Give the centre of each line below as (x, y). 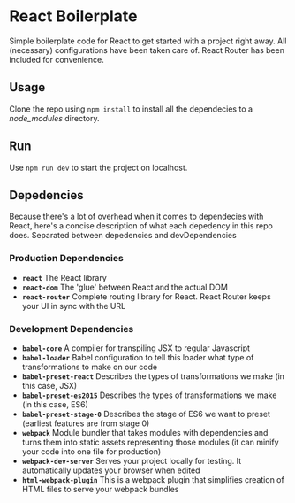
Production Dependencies (66, 259)
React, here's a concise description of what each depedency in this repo (141, 226)
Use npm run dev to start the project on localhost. (98, 167)
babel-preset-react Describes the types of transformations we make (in (153, 376)
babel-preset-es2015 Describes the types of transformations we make (149, 395)
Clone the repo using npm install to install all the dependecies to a (131, 109)
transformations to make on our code (89, 367)
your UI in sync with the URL (74, 306)
